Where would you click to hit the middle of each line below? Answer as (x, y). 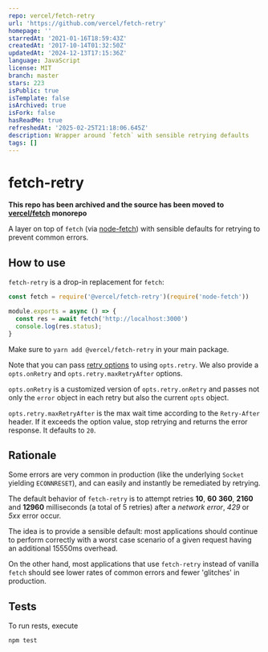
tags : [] (23, 143)
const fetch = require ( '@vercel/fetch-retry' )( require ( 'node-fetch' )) (129, 297)
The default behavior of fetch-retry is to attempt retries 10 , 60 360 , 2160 (131, 498)
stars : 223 (26, 83)
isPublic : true (34, 90)
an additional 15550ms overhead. (63, 548)
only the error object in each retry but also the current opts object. (119, 397)
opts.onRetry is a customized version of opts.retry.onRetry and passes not (134, 389)
